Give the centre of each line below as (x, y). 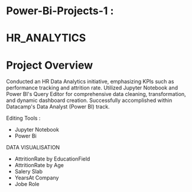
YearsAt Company (37, 178)
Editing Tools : (23, 118)
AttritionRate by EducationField (52, 159)
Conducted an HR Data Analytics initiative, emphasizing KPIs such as (90, 82)
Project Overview (50, 65)
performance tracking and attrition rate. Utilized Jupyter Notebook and (92, 88)
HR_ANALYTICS (46, 38)
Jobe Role (27, 184)
